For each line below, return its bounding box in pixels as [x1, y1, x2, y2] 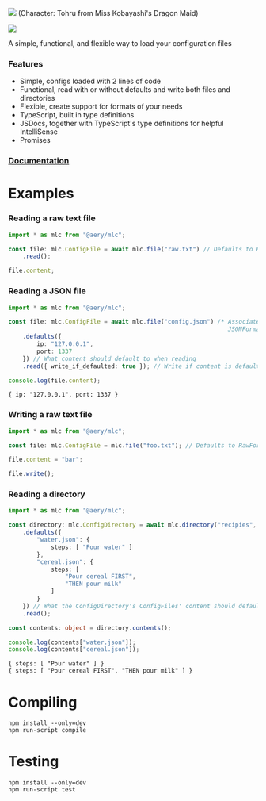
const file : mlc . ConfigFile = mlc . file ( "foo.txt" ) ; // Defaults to [8, 441, 236, 450]
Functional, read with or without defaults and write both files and [19, 85, 231, 94]
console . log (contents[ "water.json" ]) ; [8, 638, 136, 646]
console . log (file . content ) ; [8, 377, 101, 385]
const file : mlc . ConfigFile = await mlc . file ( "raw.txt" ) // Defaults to [8, 245, 253, 253]
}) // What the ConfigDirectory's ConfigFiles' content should [22, 602, 236, 610]
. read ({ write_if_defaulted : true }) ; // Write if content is [22, 362, 232, 370]
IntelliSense [19, 127, 58, 136]
